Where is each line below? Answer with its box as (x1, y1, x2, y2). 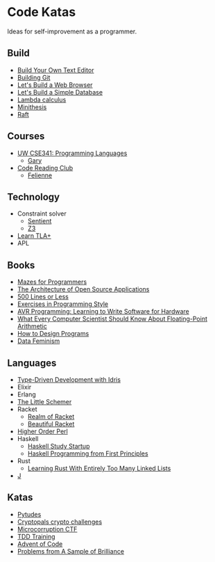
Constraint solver (17, 209, 67, 218)
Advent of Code (17, 540, 63, 548)
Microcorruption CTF (17, 524, 78, 533)
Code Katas (7, 4, 76, 20)
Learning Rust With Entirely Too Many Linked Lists (27, 464, 171, 472)
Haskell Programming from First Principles (27, 449, 148, 458)
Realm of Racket (27, 412, 75, 421)
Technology (7, 191, 60, 202)
